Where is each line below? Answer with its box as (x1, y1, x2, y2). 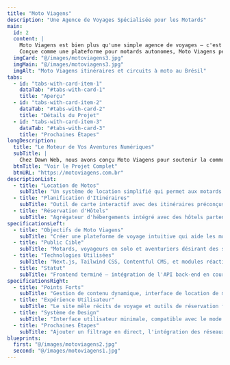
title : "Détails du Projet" (19, 112, 99, 118)
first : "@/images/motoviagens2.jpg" (13, 341, 118, 348)
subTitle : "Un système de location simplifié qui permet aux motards (19, 188, 222, 195)
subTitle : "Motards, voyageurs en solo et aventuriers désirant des (19, 246, 219, 253)
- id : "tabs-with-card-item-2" (13, 99, 103, 106)
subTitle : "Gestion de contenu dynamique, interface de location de (19, 290, 219, 297)
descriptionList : (7, 175, 57, 182)
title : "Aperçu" (19, 93, 66, 100)
